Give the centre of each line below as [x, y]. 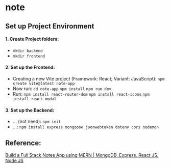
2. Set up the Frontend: [30, 67]
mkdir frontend [29, 56]
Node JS [15, 160]
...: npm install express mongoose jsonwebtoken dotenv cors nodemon [86, 127]
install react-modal [34, 99]
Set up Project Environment [50, 26]
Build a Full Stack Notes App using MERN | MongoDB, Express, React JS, [82, 155]
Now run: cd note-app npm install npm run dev [62, 89]
